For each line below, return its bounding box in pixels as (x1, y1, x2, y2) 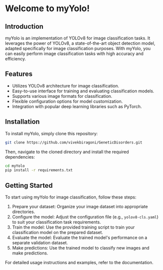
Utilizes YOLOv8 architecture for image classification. (12, 83, 119, 89)
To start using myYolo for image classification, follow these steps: (5, 194, 137, 200)
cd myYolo (5, 163, 25, 168)
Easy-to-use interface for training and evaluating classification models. (12, 88, 155, 94)
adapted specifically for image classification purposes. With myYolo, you (5, 46, 151, 51)
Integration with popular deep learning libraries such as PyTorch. (12, 103, 142, 109)
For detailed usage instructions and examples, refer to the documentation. (5, 260, 154, 266)
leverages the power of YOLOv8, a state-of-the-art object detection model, (5, 40, 156, 46)
